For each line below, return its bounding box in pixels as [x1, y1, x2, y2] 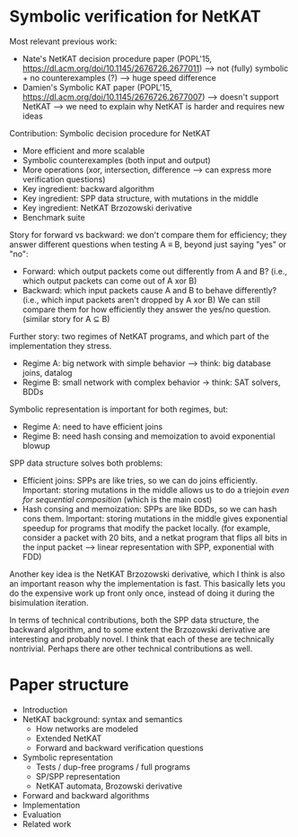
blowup [22, 440, 51, 450]
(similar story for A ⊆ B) [22, 313, 110, 324]
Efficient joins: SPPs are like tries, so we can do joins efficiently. [22, 475, 259, 485]
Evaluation [22, 809, 62, 820]
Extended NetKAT [35, 733, 102, 744]
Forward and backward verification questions [35, 742, 204, 753]
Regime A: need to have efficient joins [22, 421, 163, 432]
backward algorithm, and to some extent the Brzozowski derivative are [9, 623, 271, 634]
